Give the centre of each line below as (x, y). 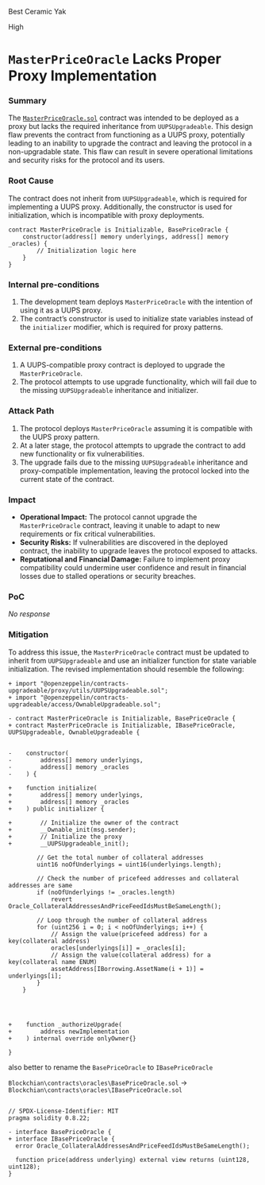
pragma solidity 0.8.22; (49, 1118)
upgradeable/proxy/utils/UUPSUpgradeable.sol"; (88, 690)
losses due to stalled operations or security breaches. (108, 576)
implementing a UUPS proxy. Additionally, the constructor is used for (120, 207)
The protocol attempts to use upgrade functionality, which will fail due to (138, 382)
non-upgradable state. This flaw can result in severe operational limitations (131, 152)
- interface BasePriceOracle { (60, 1132)
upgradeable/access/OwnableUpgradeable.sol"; (84, 704)
